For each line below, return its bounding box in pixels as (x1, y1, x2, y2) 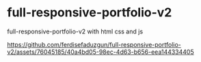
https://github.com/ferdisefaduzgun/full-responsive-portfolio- (7, 40, 181, 48)
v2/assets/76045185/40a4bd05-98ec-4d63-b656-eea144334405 (7, 48, 194, 56)
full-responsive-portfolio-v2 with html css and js (7, 27, 144, 35)
